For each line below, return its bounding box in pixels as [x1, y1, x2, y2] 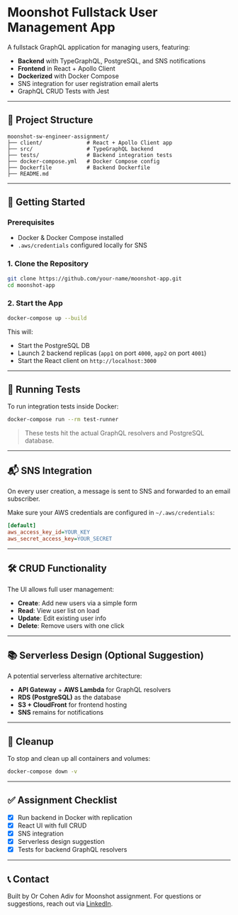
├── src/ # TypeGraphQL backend [7, 145, 154, 153]
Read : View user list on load [17, 606, 100, 614]
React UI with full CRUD [17, 821, 87, 830]
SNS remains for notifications [17, 708, 104, 717]
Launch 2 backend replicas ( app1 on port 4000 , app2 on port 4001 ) [17, 349, 207, 357]
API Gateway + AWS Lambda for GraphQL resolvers [17, 686, 171, 694]
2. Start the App [7, 298, 63, 308]
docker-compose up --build [7, 314, 87, 322]
